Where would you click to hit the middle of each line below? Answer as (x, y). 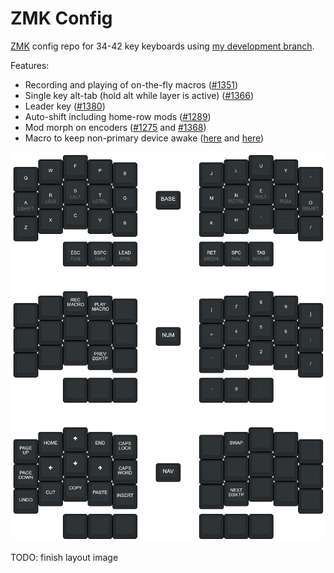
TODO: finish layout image (64, 558)
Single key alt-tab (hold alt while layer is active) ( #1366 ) (139, 95)
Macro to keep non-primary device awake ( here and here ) (144, 138)
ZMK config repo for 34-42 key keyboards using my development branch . (162, 46)
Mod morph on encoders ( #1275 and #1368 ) (115, 127)
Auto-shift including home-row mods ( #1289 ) (118, 116)
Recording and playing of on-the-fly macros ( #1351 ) (131, 84)
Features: (30, 65)
